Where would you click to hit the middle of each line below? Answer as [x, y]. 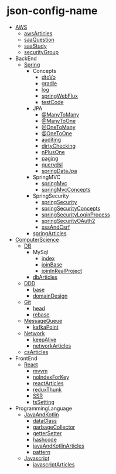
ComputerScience [37, 239]
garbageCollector [54, 427]
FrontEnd [26, 358]
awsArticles [38, 33]
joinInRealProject [62, 271]
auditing [51, 139]
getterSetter [47, 433]
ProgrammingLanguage [44, 408]
